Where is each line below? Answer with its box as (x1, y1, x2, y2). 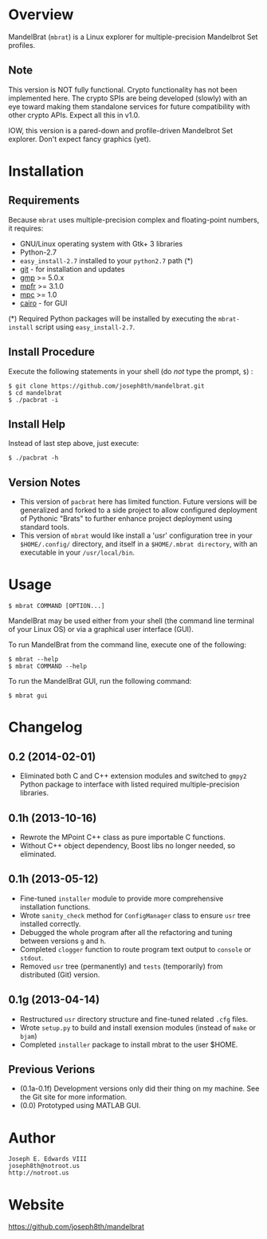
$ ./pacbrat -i (8, 396, 59, 404)
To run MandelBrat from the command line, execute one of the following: (8, 640, 247, 649)
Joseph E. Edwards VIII (8, 1155, 88, 1163)
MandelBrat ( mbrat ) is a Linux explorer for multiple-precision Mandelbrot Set (8, 32, 258, 41)
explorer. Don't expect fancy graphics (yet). (8, 134, 151, 144)
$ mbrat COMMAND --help (8, 662, 88, 671)
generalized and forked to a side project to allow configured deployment (19, 505, 257, 515)
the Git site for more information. (19, 1092, 128, 1102)
